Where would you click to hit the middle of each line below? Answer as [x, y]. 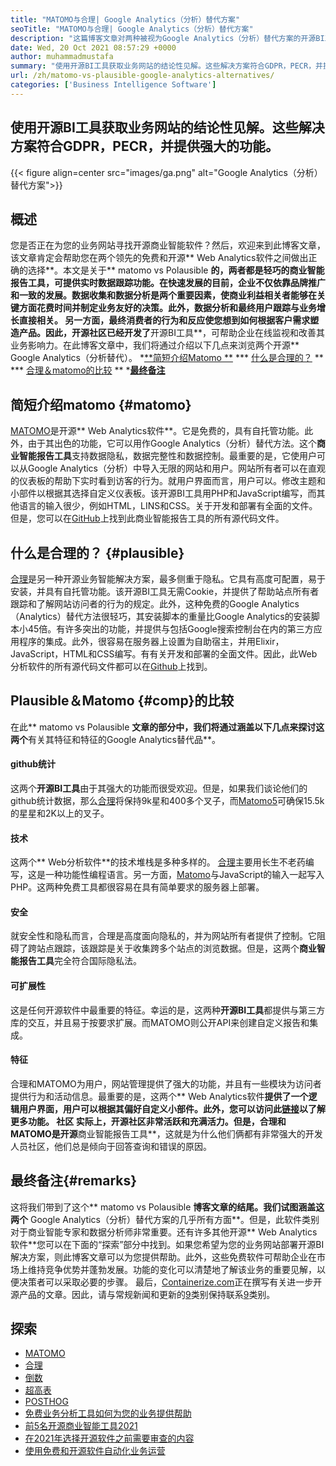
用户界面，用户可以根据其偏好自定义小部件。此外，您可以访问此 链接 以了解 [172, 1108]
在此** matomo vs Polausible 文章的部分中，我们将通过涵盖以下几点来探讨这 [167, 727]
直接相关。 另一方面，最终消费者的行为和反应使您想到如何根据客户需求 [164, 320]
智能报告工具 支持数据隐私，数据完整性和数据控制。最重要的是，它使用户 [167, 456]
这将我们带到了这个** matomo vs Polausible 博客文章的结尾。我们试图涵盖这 [167, 1207]
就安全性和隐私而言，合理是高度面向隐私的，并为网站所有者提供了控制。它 [163, 936]
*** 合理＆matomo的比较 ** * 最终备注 [88, 370]
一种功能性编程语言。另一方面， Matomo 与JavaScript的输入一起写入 [184, 875]
